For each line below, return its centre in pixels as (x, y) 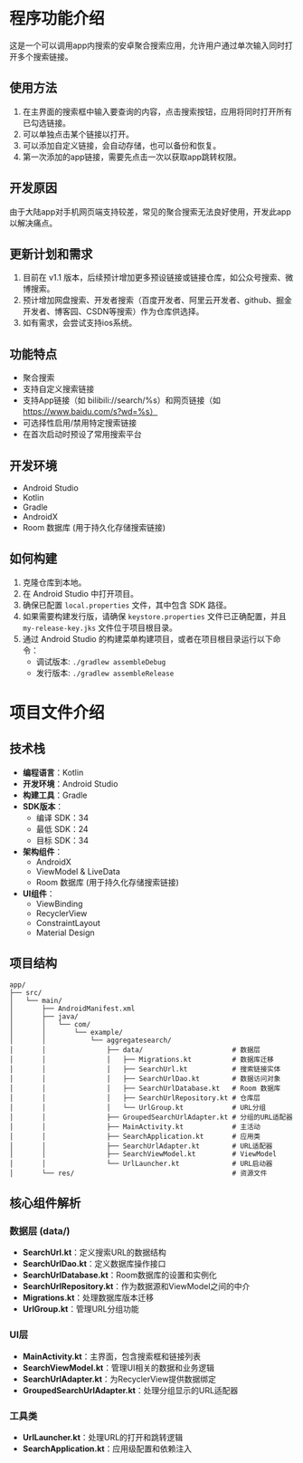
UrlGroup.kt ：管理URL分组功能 (81, 1309)
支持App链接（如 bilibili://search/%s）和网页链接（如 (122, 400)
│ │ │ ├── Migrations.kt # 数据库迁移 (142, 1059)
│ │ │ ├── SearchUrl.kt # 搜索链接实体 (145, 1069)
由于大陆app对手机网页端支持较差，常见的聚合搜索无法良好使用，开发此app (151, 211)
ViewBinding (59, 904)
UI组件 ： (38, 894)
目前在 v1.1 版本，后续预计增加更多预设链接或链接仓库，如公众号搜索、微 (158, 278)
